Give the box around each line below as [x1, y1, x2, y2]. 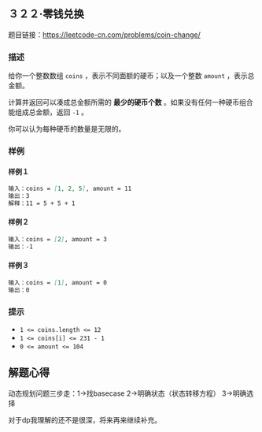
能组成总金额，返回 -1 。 [8, 107, 89, 117]
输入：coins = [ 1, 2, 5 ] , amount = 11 [8, 184, 132, 193]
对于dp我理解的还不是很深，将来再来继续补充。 [8, 415, 162, 424]
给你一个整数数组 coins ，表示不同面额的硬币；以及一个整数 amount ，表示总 [8, 71, 255, 80]
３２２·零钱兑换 [8, 7, 85, 21]
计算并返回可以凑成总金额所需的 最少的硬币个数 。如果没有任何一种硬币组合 [8, 98, 253, 107]
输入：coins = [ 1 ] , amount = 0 [8, 279, 108, 287]
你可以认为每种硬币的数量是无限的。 [8, 125, 126, 134]
